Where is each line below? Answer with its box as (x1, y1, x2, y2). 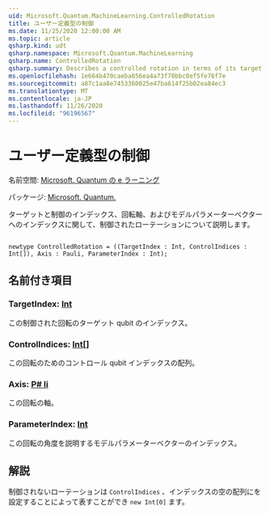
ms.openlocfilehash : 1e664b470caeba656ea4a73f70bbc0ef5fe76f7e (8, 72, 226, 80)
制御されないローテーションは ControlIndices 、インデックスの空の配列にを (8, 487, 261, 497)
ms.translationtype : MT (8, 86, 89, 95)
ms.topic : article (8, 34, 70, 43)
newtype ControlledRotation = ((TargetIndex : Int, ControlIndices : (8, 242, 248, 251)
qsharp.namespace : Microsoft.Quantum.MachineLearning (8, 49, 194, 57)
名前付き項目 (8, 274, 73, 288)
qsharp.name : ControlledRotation (8, 57, 121, 65)
